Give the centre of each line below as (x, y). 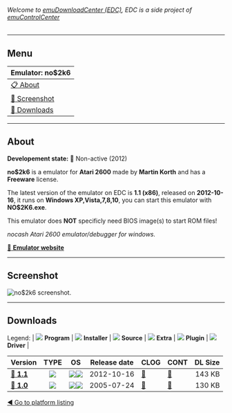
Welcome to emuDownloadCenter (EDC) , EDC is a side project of (99, 10)
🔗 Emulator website (36, 247)
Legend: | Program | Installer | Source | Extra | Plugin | (108, 338)
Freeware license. (33, 179)
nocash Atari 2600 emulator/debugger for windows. (81, 234)
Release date (112, 362)
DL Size (207, 362)
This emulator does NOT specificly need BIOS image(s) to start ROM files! (112, 221)
